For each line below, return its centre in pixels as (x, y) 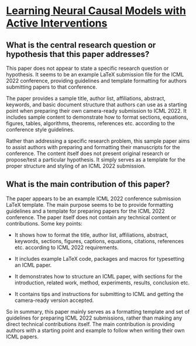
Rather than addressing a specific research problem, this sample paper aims (98, 141)
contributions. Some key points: (44, 223)
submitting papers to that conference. (52, 87)
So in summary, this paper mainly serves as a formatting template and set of (98, 311)
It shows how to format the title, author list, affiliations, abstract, (91, 235)
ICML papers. (23, 337)
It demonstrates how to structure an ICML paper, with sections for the (98, 276)
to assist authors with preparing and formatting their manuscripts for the (93, 147)
